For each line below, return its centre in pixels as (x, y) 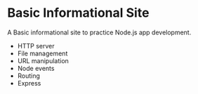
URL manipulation (43, 60)
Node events (36, 68)
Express (29, 83)
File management (42, 53)
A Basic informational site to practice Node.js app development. (99, 32)
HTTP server (36, 46)
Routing (29, 76)
